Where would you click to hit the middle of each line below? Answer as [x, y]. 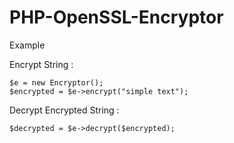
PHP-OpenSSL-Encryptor [116, 17]
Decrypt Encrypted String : [64, 110]
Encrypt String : [41, 64]
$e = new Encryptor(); [56, 82]
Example [27, 45]
